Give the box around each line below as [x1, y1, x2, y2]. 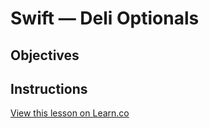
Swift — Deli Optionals [10, 7, 200, 30]
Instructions [10, 80, 88, 97]
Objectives [10, 47, 80, 64]
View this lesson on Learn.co [10, 107, 130, 119]
